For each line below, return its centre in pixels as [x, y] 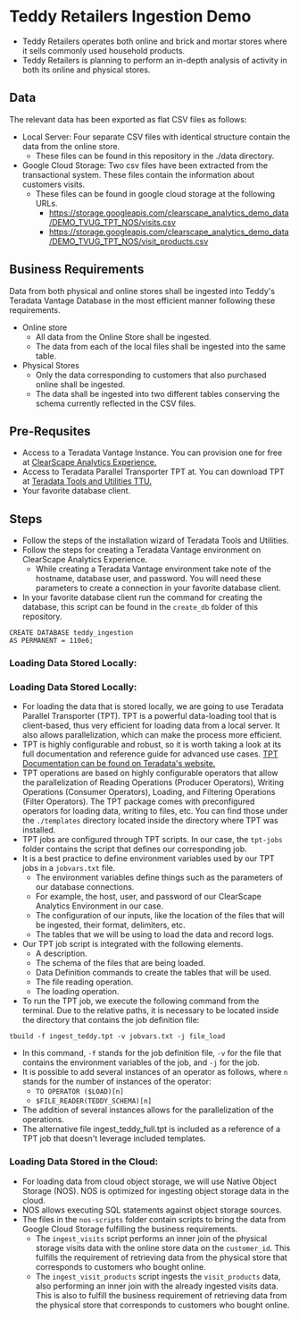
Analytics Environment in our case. [99, 906]
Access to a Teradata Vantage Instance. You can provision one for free [152, 452]
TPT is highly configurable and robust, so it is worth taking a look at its [152, 745]
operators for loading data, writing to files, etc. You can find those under [155, 811]
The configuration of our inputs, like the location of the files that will [160, 916]
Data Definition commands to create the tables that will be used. [154, 973]
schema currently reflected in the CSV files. [116, 403]
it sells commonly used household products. [104, 50]
